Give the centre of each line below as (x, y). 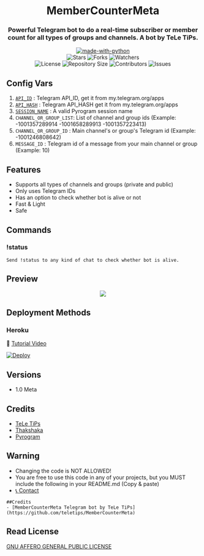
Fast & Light (30, 204)
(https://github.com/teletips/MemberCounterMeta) (71, 513)
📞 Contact (27, 490)
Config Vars (30, 83)
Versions (24, 374)
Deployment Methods (48, 313)
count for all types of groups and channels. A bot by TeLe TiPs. (103, 37)
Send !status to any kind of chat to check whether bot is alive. (93, 260)
